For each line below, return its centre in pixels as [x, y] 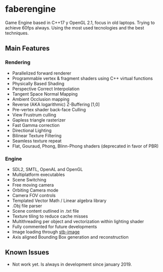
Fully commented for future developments [54, 226]
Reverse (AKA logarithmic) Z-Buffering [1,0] [56, 104]
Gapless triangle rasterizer [39, 120]
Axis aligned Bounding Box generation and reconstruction [70, 237]
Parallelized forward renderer [42, 73]
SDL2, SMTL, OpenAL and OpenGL [47, 169]
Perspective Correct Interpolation [46, 89]
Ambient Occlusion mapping [41, 99]
